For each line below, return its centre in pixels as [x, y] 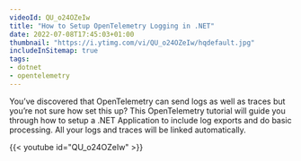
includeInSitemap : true [54, 51]
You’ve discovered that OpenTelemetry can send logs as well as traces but [147, 101]
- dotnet [26, 68]
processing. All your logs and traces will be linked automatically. [128, 130]
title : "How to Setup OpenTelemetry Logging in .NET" [112, 26]
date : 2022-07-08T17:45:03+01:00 [72, 34]
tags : [19, 59]
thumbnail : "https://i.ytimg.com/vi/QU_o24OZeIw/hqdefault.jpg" [132, 42]
